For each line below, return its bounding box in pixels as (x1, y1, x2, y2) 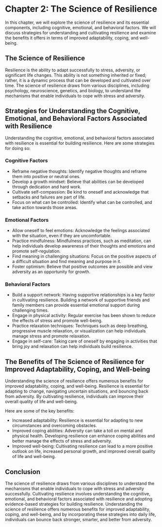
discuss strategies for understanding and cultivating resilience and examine (5, 30, 156, 35)
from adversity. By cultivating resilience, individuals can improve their (5, 394, 144, 399)
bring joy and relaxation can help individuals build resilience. (12, 344, 133, 349)
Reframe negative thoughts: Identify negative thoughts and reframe (12, 168, 147, 174)
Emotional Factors (5, 216, 49, 223)
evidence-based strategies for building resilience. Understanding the (5, 501, 143, 507)
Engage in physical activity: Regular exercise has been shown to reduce (12, 313, 156, 318)
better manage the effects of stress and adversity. (12, 438, 113, 444)
